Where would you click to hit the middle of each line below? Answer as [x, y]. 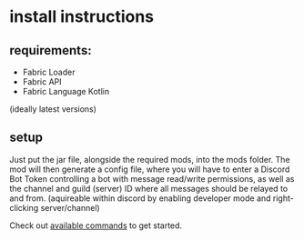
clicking [24, 207]
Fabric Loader [49, 72]
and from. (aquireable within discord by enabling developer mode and [140, 198]
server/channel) [70, 207]
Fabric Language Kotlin [66, 91]
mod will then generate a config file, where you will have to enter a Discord [150, 169]
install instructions [82, 17]
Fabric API [42, 82]
